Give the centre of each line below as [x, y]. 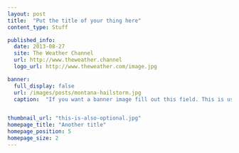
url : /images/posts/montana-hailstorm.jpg [78, 93]
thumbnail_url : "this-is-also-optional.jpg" [74, 118]
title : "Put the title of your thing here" [74, 21]
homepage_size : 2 [33, 138]
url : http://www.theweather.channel [68, 60]
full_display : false [44, 86]
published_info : [31, 40]
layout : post [27, 14]
